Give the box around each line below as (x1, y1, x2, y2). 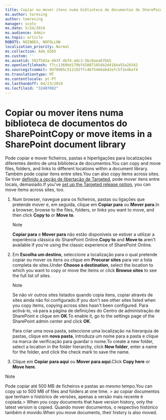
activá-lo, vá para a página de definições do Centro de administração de (12, 308, 160, 314)
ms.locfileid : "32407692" (5, 85, 58, 91)
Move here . (12, 364, 36, 370)
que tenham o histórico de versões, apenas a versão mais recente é (5, 394, 143, 400)
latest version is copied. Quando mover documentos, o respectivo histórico (5, 404, 158, 410)
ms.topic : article (5, 35, 43, 40)
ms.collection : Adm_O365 (5, 49, 56, 54)
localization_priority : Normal (5, 44, 70, 49)
